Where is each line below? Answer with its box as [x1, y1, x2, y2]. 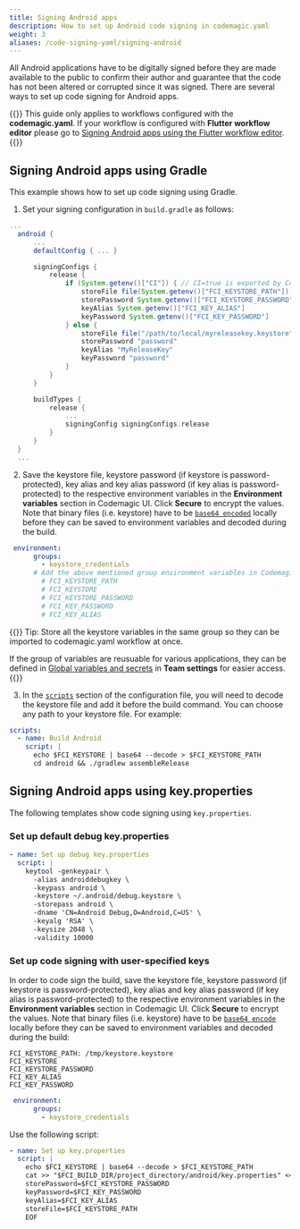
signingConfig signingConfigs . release [65, 420, 210, 429]
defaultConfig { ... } [32, 246, 118, 255]
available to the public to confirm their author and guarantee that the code [9, 72, 281, 83]
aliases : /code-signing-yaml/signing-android [9, 38, 181, 47]
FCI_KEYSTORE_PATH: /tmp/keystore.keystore [9, 1048, 174, 1058]
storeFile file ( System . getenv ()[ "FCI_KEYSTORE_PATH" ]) [80, 287, 290, 296]
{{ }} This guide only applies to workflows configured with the [9, 108, 234, 119]
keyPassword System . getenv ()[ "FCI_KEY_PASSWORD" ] [80, 312, 270, 321]
